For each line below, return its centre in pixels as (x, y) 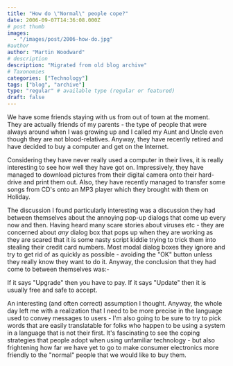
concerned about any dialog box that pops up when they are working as (110, 232)
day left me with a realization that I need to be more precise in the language (115, 311)
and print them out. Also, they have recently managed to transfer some (124, 182)
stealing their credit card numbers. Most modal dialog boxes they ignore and (116, 247)
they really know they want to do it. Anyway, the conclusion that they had (112, 262)
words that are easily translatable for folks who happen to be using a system (116, 325)
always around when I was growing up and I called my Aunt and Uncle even (115, 132)
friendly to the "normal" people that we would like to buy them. (97, 355)
